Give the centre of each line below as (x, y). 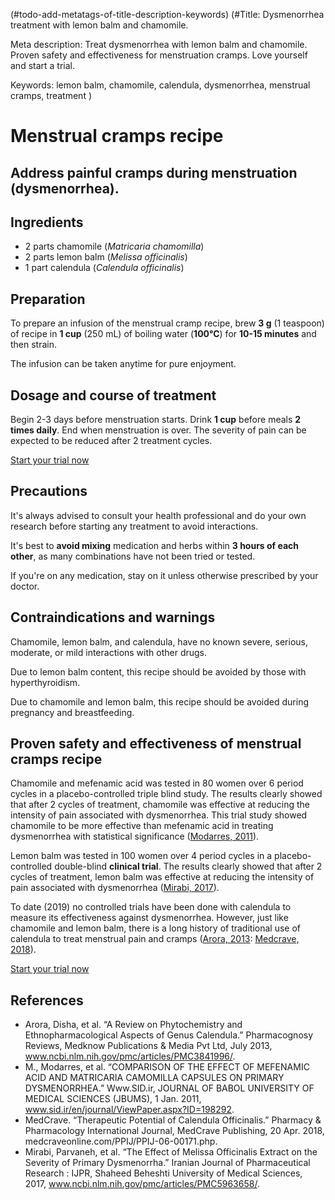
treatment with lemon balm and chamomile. (99, 25)
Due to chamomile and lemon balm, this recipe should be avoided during (159, 701)
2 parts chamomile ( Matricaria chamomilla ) (114, 246)
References (47, 1000)
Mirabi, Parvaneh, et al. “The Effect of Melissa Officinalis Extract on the (171, 1152)
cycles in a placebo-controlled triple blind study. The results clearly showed (166, 794)
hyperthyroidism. (45, 682)
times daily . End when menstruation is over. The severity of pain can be (158, 430)
